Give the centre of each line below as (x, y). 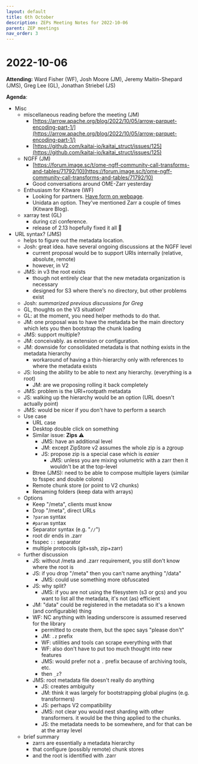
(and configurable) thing (62, 611)
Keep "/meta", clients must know (72, 504)
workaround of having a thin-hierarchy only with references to (108, 360)
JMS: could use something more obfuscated (95, 580)
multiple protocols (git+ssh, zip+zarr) (77, 548)
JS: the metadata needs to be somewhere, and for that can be (117, 724)
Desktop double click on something (75, 429)
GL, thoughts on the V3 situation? (64, 310)
